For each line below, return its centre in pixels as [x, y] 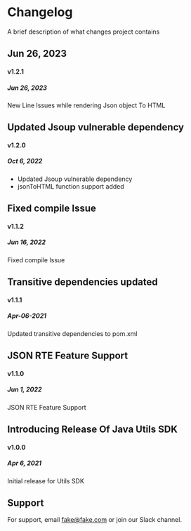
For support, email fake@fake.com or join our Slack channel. [95, 520]
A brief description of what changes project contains [84, 32]
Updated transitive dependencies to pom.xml [72, 333]
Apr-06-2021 [27, 316]
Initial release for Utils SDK [46, 480]
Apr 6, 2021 [25, 463]
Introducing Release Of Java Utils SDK [92, 430]
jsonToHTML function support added [71, 186]
